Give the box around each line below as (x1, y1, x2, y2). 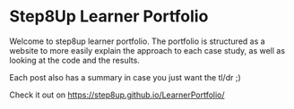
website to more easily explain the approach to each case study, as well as (9, 45, 285, 55)
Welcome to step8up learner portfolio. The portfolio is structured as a (9, 36, 266, 46)
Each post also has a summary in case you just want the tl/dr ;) (9, 71, 242, 82)
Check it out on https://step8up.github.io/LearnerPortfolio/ (9, 89, 226, 100)
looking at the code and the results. (9, 54, 141, 65)
